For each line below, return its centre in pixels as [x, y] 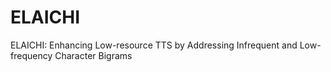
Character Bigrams [93, 55]
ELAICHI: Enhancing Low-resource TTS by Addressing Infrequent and [154, 45]
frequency [31, 55]
